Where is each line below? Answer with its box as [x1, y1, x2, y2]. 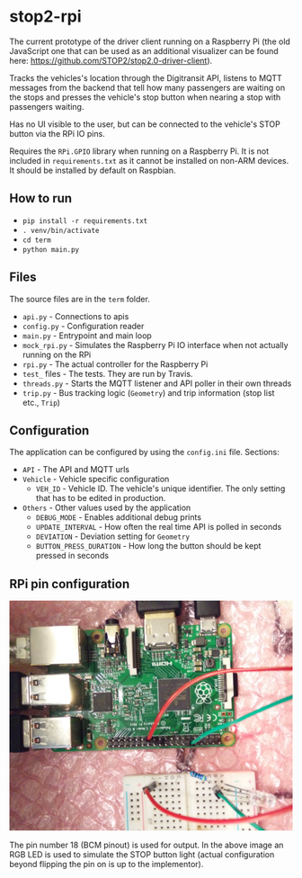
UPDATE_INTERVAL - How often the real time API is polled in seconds [35, 522, 282, 533]
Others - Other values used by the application [22, 502, 191, 514]
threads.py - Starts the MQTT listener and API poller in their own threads [22, 378, 292, 389]
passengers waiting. [9, 101, 84, 112]
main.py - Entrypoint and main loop [22, 330, 153, 341]
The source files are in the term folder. [9, 293, 150, 304]
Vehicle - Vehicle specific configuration [22, 474, 170, 485]
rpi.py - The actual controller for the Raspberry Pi [22, 358, 209, 370]
